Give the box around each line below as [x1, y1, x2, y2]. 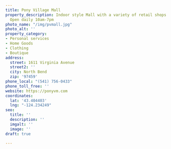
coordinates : [5, 93, 33, 98]
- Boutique [5, 50, 29, 55]
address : [5, 55, 24, 60]
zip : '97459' [10, 74, 38, 79]
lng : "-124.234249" [10, 103, 52, 108]
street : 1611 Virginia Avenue [10, 60, 74, 65]
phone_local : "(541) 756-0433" [5, 79, 72, 84]
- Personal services [5, 36, 50, 41]
